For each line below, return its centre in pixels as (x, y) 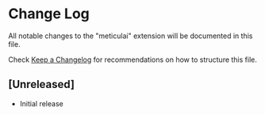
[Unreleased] (42, 84)
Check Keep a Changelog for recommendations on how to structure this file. (133, 59)
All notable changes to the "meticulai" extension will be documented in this (131, 36)
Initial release (41, 103)
